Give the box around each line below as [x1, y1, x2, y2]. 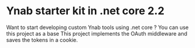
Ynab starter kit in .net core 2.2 [6, 4, 165, 18]
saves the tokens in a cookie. [6, 36, 78, 43]
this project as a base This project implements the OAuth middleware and [6, 30, 188, 37]
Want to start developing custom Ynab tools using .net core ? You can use [6, 24, 189, 31]
